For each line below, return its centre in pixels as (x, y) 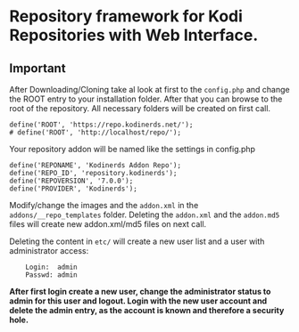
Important (37, 68)
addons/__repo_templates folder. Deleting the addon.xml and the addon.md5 (145, 215)
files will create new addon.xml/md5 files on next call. (108, 224)
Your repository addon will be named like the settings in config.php (133, 149)
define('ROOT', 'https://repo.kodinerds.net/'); (101, 125)
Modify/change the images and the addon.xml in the (104, 205)
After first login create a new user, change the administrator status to (140, 292)
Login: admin (51, 267)
